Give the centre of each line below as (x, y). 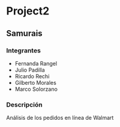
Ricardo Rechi (32, 76)
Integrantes (23, 51)
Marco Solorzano (36, 89)
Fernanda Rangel (36, 63)
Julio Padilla (30, 70)
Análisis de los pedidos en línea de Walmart (60, 118)
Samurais (25, 33)
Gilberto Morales (36, 82)
